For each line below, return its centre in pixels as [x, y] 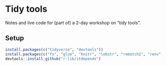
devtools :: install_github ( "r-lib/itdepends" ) [53, 59]
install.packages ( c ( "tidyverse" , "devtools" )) [54, 49]
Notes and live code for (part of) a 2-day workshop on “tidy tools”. [73, 23]
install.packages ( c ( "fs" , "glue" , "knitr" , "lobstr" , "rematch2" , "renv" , [84, 54]
